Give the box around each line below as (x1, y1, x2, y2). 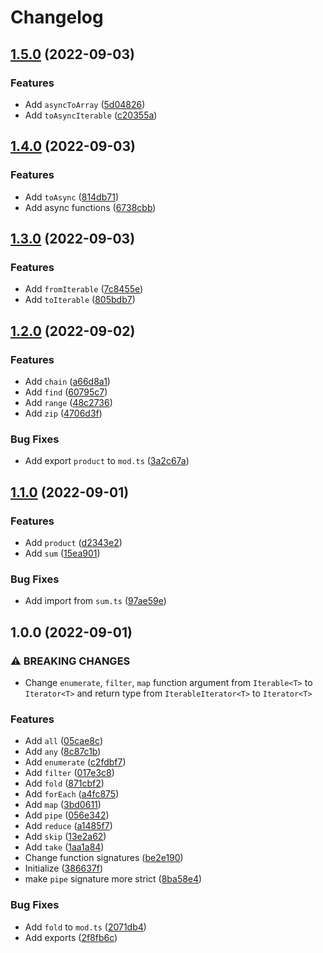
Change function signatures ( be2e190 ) (24, 852, 184, 864)
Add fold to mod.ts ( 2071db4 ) (24, 921, 147, 933)
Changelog (10, 6, 104, 29)
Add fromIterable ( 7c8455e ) (24, 283, 144, 295)
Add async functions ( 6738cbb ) (24, 201, 157, 213)
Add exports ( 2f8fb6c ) (24, 931, 118, 943)
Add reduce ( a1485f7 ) (24, 820, 113, 832)
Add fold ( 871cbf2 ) (24, 777, 105, 790)
